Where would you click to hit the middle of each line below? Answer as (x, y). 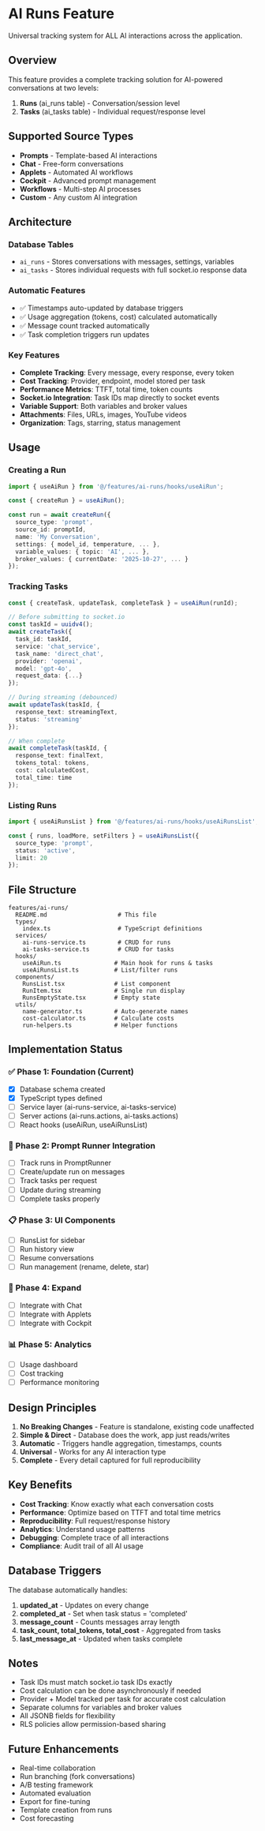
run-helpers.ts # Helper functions (100, 1026)
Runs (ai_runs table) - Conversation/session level (99, 103)
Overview (33, 60)
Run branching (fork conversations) (77, 1777)
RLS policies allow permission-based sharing (93, 1724)
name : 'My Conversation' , (58, 537)
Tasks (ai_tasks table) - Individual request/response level (112, 111)
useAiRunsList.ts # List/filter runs (100, 970)
